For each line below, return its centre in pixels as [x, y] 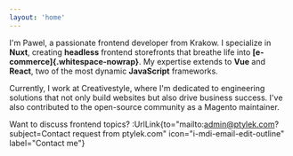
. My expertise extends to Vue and [202, 61]
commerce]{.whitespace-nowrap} [74, 61]
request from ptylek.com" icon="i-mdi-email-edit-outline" [179, 133]
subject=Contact [40, 133]
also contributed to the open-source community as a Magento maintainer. [145, 106]
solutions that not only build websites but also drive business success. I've [146, 97]
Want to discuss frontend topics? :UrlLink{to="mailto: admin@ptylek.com [142, 124]
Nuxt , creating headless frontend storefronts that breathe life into [130, 52]
